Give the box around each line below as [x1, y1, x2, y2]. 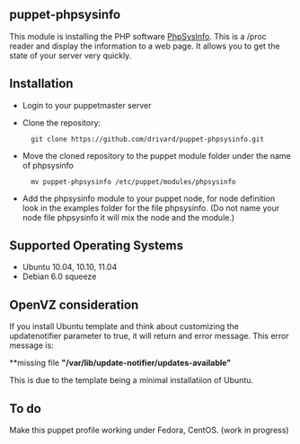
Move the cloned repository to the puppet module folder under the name [22, 150, 291, 161]
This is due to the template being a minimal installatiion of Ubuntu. [9, 375, 254, 386]
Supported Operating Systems [9, 238, 184, 254]
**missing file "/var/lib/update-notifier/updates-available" [9, 358, 232, 369]
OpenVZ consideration [9, 297, 139, 312]
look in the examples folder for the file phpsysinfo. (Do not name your [22, 202, 280, 213]
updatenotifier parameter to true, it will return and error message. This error [9, 331, 289, 342]
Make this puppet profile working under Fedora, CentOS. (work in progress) [9, 425, 289, 436]
